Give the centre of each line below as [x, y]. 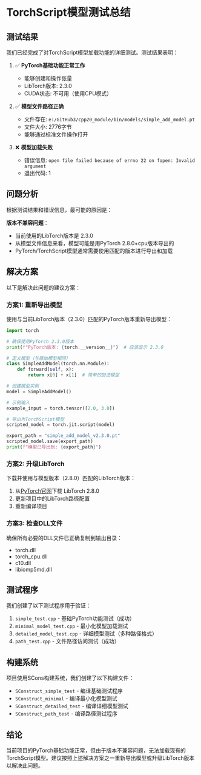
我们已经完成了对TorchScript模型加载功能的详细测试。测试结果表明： [92, 52]
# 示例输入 [18, 402]
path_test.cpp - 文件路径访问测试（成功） [67, 641]
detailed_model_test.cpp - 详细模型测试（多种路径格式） [86, 634]
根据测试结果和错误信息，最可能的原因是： [59, 209]
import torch [23, 330]
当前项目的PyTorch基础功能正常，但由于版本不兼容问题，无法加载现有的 [96, 750]
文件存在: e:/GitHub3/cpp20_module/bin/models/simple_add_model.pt [110, 119]
